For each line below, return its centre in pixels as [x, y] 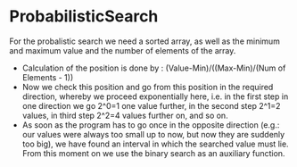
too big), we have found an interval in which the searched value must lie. [155, 144]
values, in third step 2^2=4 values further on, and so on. [125, 115]
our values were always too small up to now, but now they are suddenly [153, 134]
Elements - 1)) [48, 77]
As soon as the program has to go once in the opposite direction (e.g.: [151, 125]
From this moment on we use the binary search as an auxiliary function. [153, 153]
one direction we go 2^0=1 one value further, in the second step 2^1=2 [151, 105]
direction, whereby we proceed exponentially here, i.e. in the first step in [155, 96]
